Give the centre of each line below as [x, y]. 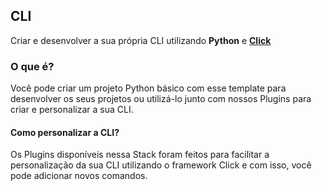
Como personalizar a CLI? [65, 132]
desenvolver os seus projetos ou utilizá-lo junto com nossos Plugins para [161, 99]
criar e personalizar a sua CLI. [72, 110]
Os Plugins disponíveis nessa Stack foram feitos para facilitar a [140, 155]
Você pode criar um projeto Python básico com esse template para [148, 88]
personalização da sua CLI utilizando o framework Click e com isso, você [161, 165]
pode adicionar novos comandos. [79, 176]
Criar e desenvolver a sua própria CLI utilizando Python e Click [141, 40]
